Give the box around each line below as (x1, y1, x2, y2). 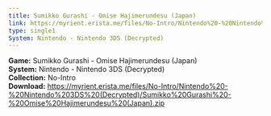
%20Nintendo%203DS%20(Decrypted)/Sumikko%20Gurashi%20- (8, 90, 231, 100)
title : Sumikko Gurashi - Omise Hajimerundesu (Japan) (8, 11, 197, 20)
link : (8, 19, 27, 27)
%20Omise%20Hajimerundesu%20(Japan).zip (8, 98, 165, 108)
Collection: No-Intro (8, 73, 77, 82)
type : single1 (8, 26, 56, 34)
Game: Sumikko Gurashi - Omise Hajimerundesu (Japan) (8, 56, 198, 66)
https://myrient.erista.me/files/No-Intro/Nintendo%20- (47, 82, 228, 91)
